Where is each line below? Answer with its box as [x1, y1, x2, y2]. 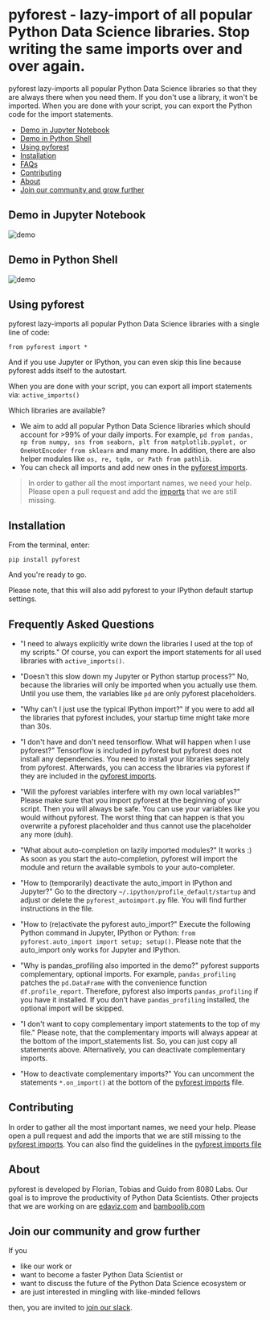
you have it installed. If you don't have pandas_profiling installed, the [19, 995, 250, 1004]
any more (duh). [19, 830, 74, 839]
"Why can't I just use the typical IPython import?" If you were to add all [19, 704, 255, 714]
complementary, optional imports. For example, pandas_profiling [19, 969, 236, 978]
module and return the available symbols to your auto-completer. [19, 862, 235, 872]
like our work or [19, 1261, 72, 1271]
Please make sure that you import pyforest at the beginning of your [19, 795, 243, 805]
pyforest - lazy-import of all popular [8, 6, 253, 24]
